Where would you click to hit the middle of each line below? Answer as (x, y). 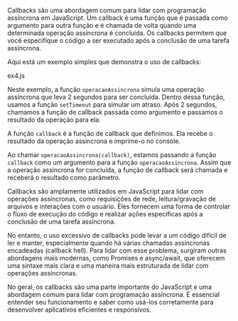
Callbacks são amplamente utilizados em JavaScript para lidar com (106, 191)
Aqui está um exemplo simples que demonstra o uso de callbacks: (104, 62)
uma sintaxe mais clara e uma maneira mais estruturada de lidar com (108, 265)
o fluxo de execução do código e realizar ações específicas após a (105, 214)
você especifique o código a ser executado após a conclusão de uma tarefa (118, 41)
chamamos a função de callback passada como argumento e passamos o (115, 112)
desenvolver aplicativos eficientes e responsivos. (79, 310)
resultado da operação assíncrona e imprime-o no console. (94, 141)
